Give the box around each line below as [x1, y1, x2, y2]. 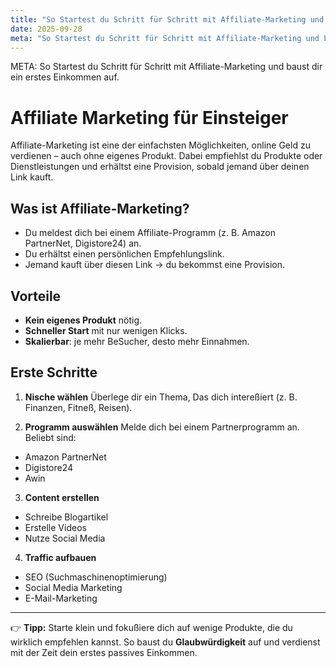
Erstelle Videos [24, 521, 87, 533]
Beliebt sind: [24, 431, 77, 443]
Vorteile [10, 287, 62, 305]
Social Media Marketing [24, 581, 123, 593]
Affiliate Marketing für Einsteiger [10, 106, 289, 129]
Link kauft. [10, 171, 54, 183]
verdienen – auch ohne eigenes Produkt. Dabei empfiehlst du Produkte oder [10, 150, 323, 162]
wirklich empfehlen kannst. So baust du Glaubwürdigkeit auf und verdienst [10, 636, 321, 648]
